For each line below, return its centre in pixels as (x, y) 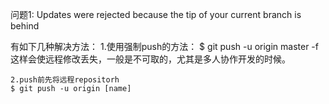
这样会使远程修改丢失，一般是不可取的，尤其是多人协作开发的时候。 (150, 59)
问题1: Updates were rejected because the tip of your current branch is (156, 14)
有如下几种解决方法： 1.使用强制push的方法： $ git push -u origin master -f (164, 46)
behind (25, 26)
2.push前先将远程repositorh (65, 80)
